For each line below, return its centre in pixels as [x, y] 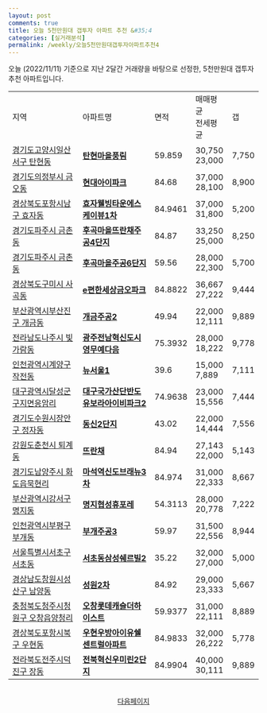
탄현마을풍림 [104, 156]
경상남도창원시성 [42, 579]
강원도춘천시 [35, 445]
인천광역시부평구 [42, 525]
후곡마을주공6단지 [114, 263]
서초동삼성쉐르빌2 [114, 559]
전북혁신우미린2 [110, 660]
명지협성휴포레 [108, 505]
